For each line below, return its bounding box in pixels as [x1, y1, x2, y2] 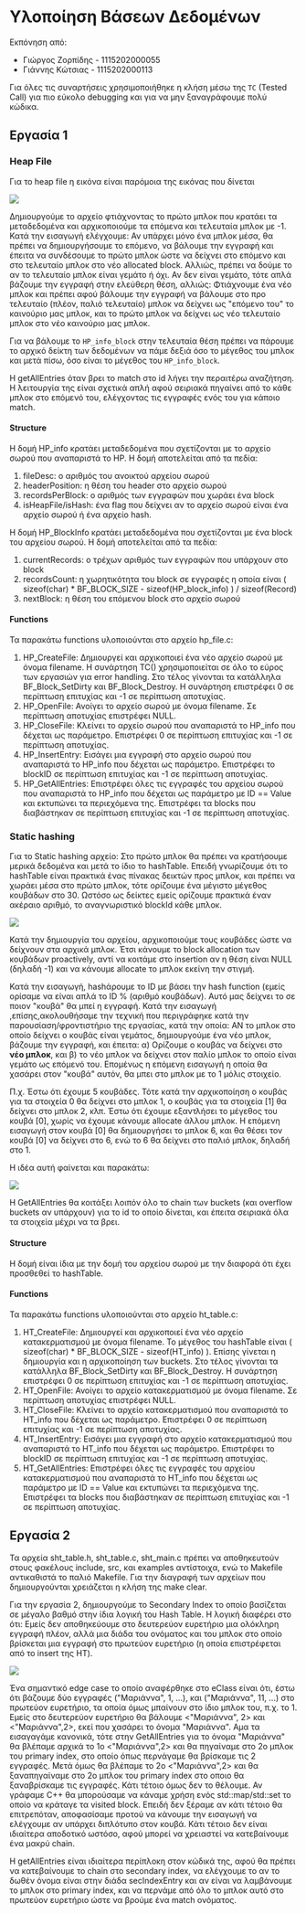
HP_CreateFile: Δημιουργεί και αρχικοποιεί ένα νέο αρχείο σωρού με [22, 652, 283, 664]
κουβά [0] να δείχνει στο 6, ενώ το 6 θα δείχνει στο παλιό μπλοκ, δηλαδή [9, 1135, 290, 1146]
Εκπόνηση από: [9, 37, 67, 48]
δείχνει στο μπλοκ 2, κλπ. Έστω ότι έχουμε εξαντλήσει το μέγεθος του [9, 1106, 279, 1117]
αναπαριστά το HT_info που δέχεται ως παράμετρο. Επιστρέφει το [22, 1442, 275, 1454]
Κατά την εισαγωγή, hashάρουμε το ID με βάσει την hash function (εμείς [9, 981, 286, 993]
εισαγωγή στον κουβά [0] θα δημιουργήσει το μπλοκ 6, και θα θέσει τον [9, 1125, 283, 1136]
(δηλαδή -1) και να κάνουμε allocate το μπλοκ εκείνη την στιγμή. [9, 963, 256, 974]
